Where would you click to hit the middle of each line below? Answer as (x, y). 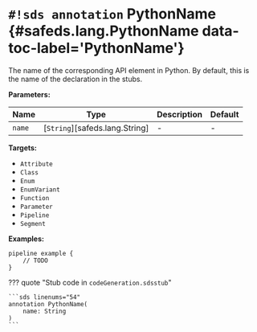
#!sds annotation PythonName (112, 14)
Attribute (37, 164)
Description (179, 114)
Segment (33, 223)
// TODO (35, 260)
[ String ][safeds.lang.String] (96, 128)
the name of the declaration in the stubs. (75, 79)
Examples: (26, 239)
